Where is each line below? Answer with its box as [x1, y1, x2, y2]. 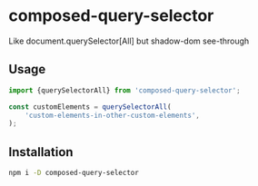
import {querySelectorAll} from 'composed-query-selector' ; [8, 85, 242, 95]
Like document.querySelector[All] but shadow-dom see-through [8, 35, 250, 46]
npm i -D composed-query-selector [8, 169, 140, 178]
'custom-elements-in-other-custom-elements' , [25, 111, 201, 120]
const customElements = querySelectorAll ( [8, 102, 172, 112]
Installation [8, 144, 74, 160]
